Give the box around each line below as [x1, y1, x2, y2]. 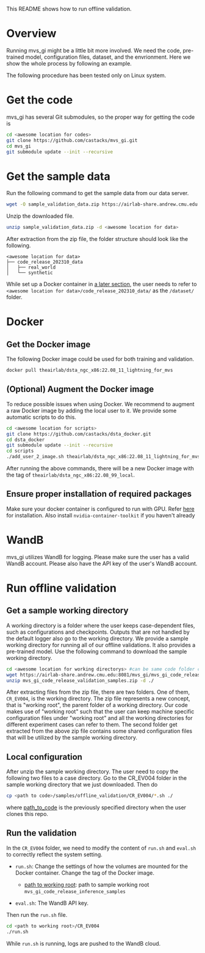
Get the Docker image [6, 339, 91, 349]
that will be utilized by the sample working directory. [6, 734, 138, 741]
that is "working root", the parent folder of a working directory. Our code [6, 702, 188, 709]
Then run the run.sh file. [6, 911, 68, 918]
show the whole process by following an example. [6, 59, 132, 67]
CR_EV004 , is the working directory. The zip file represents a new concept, [6, 695, 190, 702]
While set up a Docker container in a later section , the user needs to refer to [6, 281, 197, 288]
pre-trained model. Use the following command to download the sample [6, 648, 187, 655]
